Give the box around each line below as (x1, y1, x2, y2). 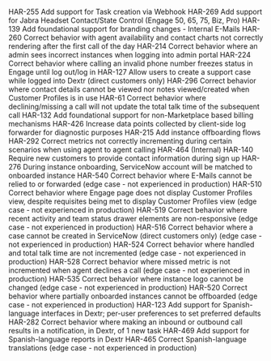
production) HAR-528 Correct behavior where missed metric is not (8, 257, 231, 266)
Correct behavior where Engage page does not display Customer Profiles (8, 188, 253, 197)
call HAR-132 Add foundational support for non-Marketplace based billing (8, 110, 254, 120)
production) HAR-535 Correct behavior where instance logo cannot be (8, 274, 244, 283)
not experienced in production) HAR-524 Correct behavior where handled (8, 239, 255, 249)
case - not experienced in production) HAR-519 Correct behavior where (8, 205, 248, 214)
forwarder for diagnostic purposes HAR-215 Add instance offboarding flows (8, 127, 261, 137)
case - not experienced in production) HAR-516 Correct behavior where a (8, 222, 253, 232)
